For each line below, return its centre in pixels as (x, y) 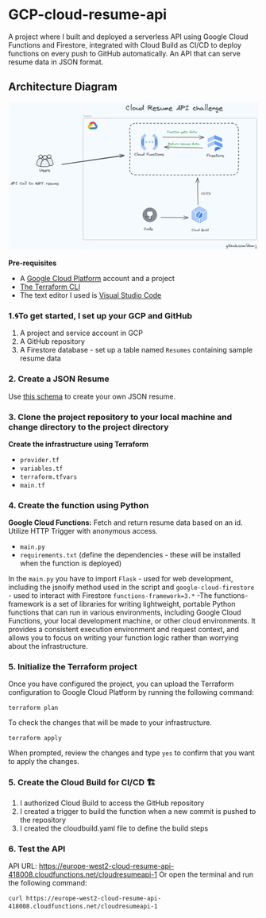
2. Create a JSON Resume (59, 379)
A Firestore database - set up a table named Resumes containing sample (136, 350)
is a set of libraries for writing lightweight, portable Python (141, 604)
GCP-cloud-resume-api (88, 15)
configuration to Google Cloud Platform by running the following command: (131, 692)
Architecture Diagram (63, 87)
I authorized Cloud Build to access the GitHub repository (112, 803)
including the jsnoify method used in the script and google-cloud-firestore (131, 587)
